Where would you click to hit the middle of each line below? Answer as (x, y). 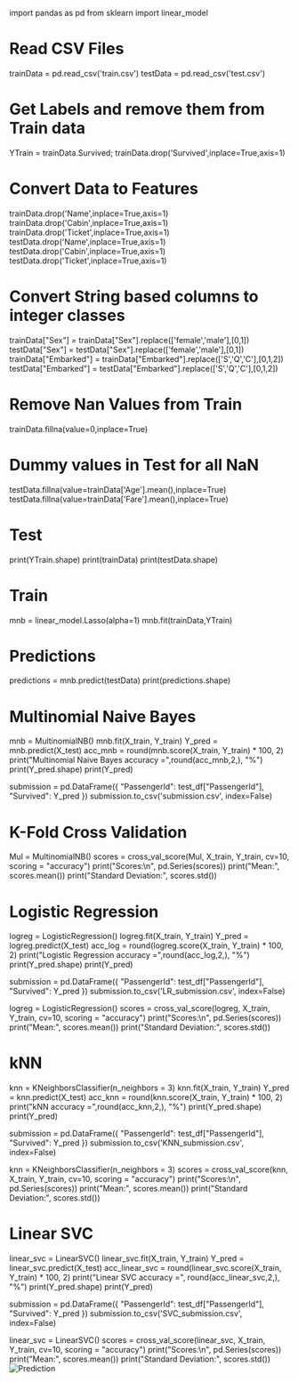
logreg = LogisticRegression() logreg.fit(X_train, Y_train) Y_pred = (129, 936)
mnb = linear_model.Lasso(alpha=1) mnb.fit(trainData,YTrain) (121, 620)
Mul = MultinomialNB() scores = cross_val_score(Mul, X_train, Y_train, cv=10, (149, 856)
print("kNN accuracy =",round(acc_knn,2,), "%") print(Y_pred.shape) (136, 1107)
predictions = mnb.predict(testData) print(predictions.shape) (120, 680)
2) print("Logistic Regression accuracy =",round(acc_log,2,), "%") (130, 955)
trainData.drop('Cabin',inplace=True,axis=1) (89, 222)
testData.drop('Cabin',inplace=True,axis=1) (88, 251)
